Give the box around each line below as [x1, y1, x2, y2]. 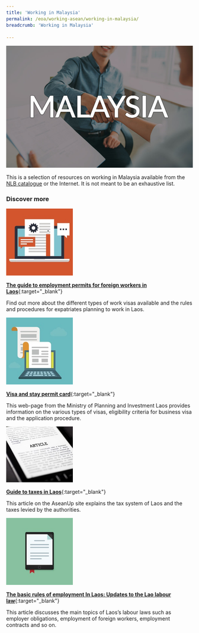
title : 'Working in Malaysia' [6, 10, 81, 15]
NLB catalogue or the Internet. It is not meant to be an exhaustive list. [6, 180, 175, 187]
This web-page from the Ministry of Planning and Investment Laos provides [6, 402, 191, 409]
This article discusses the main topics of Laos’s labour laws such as [6, 609, 172, 616]
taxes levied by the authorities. [6, 506, 81, 513]
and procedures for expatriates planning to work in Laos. [6, 306, 145, 313]
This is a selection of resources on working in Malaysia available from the [6, 173, 185, 181]
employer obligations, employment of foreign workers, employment [6, 615, 171, 622]
